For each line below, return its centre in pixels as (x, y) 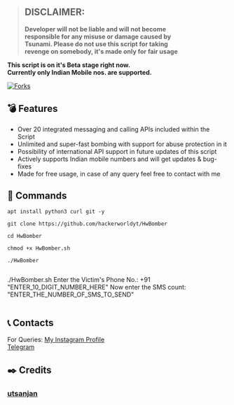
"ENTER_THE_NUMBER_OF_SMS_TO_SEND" (71, 294)
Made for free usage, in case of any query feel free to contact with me (119, 173)
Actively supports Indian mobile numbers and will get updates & (109, 159)
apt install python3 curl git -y (56, 212)
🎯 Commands (37, 196)
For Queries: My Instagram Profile (56, 340)
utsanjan (23, 393)
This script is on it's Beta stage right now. (69, 65)
